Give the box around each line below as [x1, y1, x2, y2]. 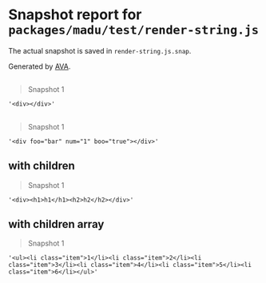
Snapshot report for [8, 6, 142, 24]
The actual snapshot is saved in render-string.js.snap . [8, 46, 192, 55]
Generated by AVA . [8, 62, 71, 71]
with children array [8, 217, 105, 231]
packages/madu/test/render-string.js [8, 22, 260, 38]
